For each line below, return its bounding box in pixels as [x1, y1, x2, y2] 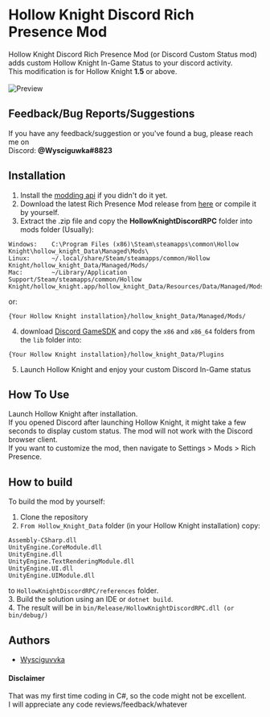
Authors [8, 633, 51, 647]
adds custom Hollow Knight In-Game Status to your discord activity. [8, 58, 233, 68]
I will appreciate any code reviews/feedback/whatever [8, 699, 187, 710]
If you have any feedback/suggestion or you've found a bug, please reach [8, 128, 253, 138]
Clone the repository [19, 512, 88, 522]
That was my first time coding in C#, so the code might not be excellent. [8, 691, 247, 701]
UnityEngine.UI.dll [8, 565, 74, 573]
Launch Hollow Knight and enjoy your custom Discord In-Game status [19, 364, 252, 374]
